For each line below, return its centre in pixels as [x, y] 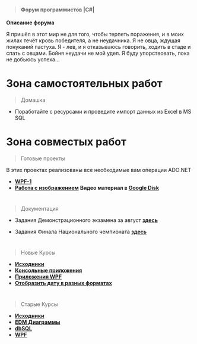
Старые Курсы [39, 304]
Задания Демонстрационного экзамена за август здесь [86, 220]
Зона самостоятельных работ [85, 84]
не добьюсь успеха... [33, 60]
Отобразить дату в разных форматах [63, 283]
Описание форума [30, 23]
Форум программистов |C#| [58, 10]
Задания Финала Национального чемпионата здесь [81, 232]
